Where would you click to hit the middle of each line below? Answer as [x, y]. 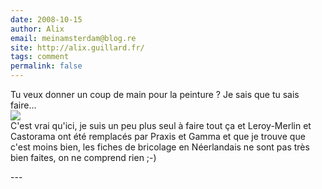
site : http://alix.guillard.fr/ [77, 47]
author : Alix [37, 29]
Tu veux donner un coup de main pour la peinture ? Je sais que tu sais [155, 94]
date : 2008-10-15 [46, 19]
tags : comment [40, 57]
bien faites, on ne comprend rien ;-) [83, 157]
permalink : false [46, 66]
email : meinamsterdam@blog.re [73, 38]
